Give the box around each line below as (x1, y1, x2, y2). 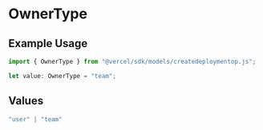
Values (8, 94, 44, 108)
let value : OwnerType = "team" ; (8, 72, 116, 80)
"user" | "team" (8, 115, 63, 124)
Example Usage (8, 37, 88, 50)
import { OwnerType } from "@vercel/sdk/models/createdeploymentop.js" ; (8, 57, 257, 65)
